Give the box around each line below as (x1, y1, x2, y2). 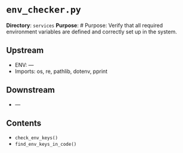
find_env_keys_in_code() (14, 142, 77, 148)
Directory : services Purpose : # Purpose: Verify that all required (6, 22, 163, 29)
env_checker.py (6, 4, 82, 16)
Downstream (6, 85, 55, 95)
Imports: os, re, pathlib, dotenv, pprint (14, 68, 108, 75)
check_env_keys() (14, 135, 58, 141)
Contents (6, 118, 42, 128)
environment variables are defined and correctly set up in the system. (6, 28, 177, 35)
